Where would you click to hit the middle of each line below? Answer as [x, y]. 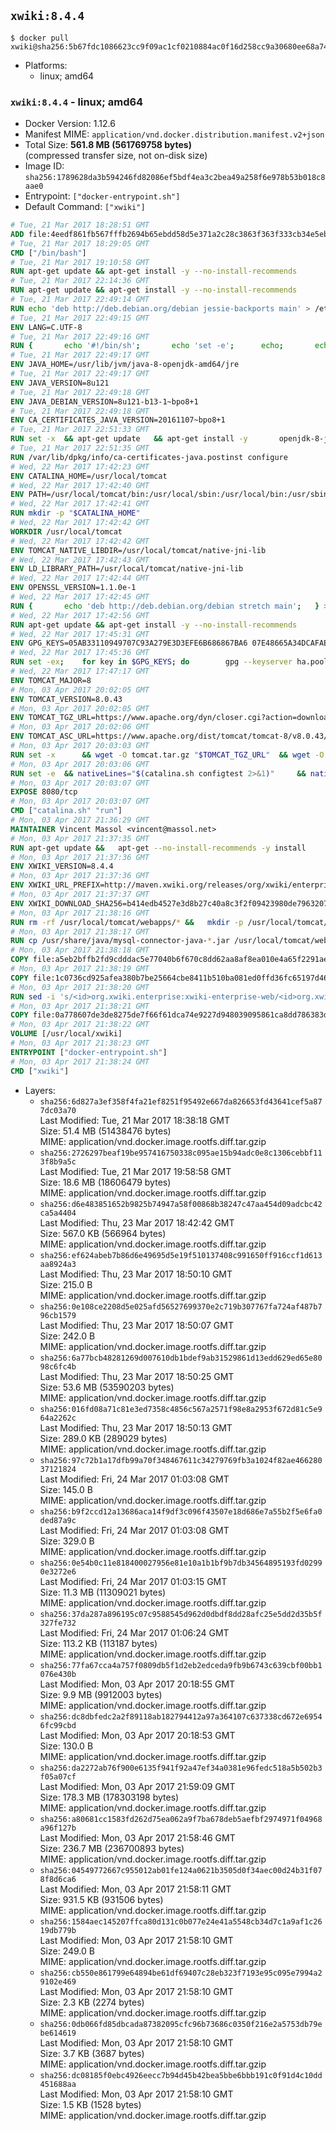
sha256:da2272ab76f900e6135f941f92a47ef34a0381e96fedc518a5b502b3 [181, 1768]
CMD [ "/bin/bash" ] [48, 253]
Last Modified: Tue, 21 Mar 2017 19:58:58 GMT [135, 1171]
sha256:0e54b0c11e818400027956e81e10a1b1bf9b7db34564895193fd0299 [181, 1563]
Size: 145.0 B [66, 1489]
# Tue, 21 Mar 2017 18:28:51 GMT [80, 225]
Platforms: [46, 65]
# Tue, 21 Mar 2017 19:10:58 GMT [80, 262]
